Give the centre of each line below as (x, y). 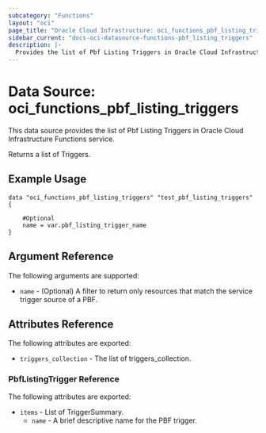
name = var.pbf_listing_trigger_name (85, 225)
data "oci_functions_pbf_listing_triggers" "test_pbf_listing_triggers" (131, 197)
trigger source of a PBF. (59, 299)
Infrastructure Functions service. (61, 139)
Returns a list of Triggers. (49, 154)
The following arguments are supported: (74, 275)
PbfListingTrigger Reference (64, 379)
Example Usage (47, 179)
